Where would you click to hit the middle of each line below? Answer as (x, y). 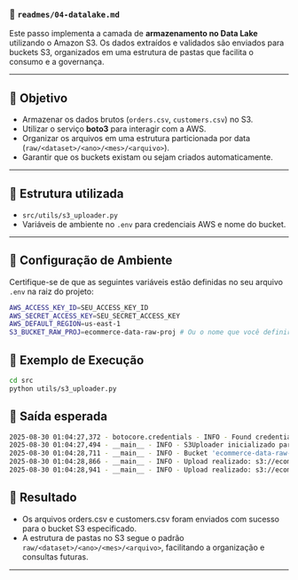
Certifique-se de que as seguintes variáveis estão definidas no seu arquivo (146, 282)
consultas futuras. (55, 556)
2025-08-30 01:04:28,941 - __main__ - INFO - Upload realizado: (130, 470)
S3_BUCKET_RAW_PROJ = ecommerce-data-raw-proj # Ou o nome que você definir (150, 332)
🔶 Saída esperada (59, 417)
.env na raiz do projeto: (52, 291)
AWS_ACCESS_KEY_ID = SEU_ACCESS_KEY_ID (79, 307)
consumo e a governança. (57, 62)
